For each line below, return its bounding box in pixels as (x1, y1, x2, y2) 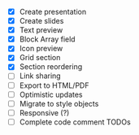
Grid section (19, 53, 61, 63)
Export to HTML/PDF (19, 81, 89, 90)
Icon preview (19, 44, 63, 54)
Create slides (19, 16, 64, 26)
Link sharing (19, 71, 62, 81)
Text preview (19, 25, 63, 35)
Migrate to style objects (19, 98, 99, 108)
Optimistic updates (19, 89, 83, 99)
